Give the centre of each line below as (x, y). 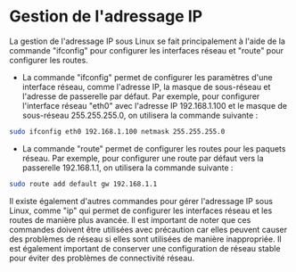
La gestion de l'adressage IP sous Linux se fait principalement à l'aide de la (147, 41)
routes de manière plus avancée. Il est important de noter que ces (130, 219)
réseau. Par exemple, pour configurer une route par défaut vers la (143, 158)
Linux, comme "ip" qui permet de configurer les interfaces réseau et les (141, 210)
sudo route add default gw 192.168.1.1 (83, 184)
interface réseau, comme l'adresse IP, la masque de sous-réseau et (146, 87)
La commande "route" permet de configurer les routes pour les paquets (154, 148)
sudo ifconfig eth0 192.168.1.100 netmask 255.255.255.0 (117, 131)
